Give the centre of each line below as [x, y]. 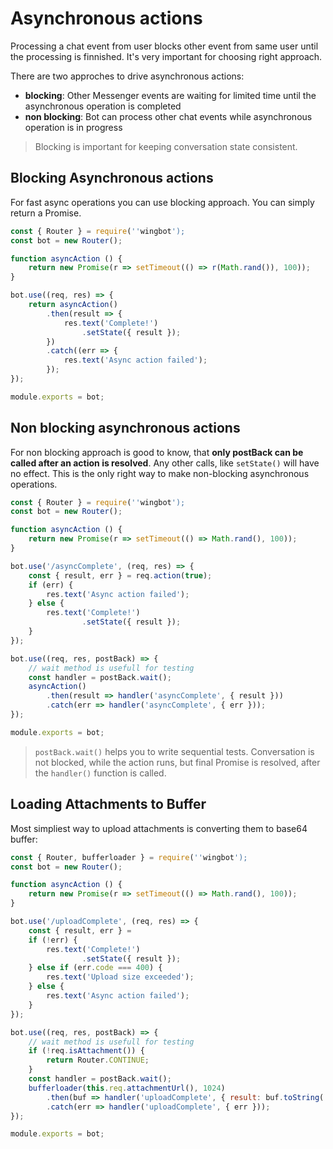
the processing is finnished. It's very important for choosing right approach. [166, 56]
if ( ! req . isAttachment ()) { [86, 1051]
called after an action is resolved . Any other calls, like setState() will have [165, 463]
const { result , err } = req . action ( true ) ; [120, 575]
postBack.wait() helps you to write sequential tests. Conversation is [174, 751]
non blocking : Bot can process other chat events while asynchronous [168, 116]
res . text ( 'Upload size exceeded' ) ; [120, 977]
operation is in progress [73, 127]
